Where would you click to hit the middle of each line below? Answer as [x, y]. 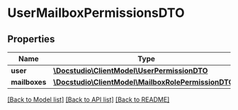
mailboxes [29, 82]
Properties [31, 39]
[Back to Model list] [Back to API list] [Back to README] [89, 99]
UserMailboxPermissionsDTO [96, 13]
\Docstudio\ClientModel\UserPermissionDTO [130, 71]
